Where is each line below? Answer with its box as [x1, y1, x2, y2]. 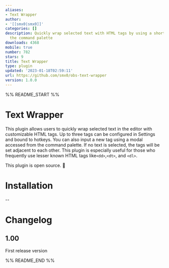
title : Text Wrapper [5, 59, 49, 64]
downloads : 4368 [5, 40, 39, 45]
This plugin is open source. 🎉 [5, 162, 65, 168]
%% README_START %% [5, 91, 59, 97]
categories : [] [5, 26, 37, 31]
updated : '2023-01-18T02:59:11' [5, 69, 73, 74]
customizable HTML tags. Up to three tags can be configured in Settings [5, 131, 155, 137]
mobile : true [5, 45, 33, 50]
